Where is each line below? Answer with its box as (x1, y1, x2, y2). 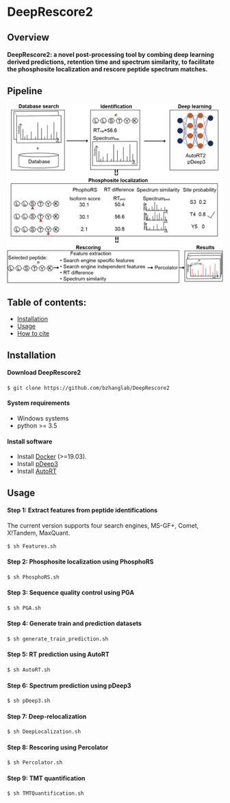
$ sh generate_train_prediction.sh (7, 636, 109, 642)
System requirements (7, 399, 71, 407)
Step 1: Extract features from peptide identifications (7, 506, 158, 515)
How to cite (16, 329, 50, 338)
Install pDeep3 (16, 460, 58, 468)
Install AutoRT (16, 467, 57, 476)
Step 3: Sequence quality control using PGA (7, 588, 135, 597)
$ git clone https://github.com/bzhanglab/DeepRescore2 (7, 384, 170, 391)
